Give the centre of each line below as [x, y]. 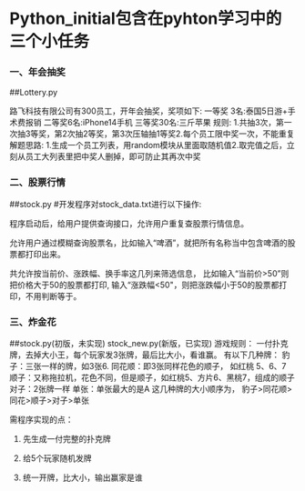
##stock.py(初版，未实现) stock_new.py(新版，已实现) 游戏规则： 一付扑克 [149, 344]
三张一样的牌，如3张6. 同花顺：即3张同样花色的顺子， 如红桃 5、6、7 [156, 366]
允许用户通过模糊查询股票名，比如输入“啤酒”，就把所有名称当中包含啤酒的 [149, 243]
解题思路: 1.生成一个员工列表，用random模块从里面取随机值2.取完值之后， [148, 145]
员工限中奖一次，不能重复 [247, 134]
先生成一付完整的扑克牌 [66, 439]
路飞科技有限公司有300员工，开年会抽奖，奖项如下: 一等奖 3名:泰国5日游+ [149, 111]
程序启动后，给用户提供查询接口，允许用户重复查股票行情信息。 [129, 223]
